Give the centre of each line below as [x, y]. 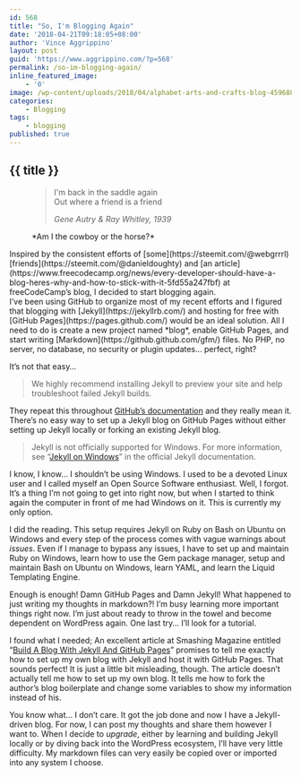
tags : [19, 117]
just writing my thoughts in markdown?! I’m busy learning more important [144, 604]
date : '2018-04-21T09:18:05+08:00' [76, 34]
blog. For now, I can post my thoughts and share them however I [153, 724]
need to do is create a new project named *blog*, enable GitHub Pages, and [149, 330]
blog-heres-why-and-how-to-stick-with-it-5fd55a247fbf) [115, 282]
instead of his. [35, 697]
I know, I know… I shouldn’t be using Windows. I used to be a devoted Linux [149, 474]
